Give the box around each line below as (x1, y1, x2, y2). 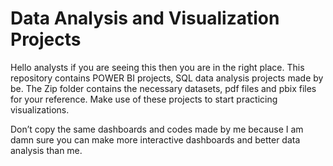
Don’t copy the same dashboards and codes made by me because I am (10, 123, 304, 135)
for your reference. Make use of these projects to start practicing (10, 93, 278, 105)
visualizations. (10, 103, 70, 116)
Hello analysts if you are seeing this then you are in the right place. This (10, 61, 305, 73)
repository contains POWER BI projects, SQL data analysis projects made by (10, 72, 324, 84)
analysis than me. (10, 144, 83, 156)
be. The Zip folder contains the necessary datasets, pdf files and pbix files (10, 82, 317, 94)
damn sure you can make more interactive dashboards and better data (10, 133, 301, 146)
